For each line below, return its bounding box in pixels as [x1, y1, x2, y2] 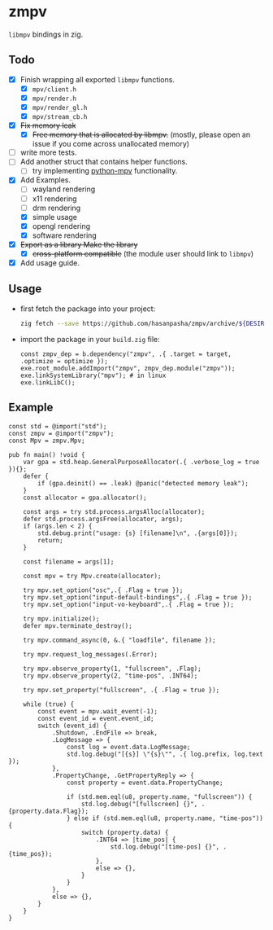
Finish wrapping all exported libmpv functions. [19, 74, 175, 84]
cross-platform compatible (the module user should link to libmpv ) [32, 248, 254, 258]
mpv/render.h [32, 94, 77, 103]
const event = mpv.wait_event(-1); [37, 707, 158, 715]
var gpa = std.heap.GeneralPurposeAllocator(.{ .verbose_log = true [23, 458, 260, 466]
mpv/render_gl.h [32, 103, 88, 112]
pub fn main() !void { [8, 450, 85, 458]
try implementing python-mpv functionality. [32, 166, 178, 176]
